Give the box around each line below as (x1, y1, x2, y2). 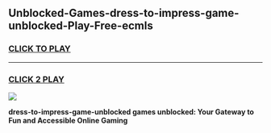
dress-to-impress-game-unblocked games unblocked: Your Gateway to (8, 106, 254, 116)
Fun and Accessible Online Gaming (8, 115, 128, 125)
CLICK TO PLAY (8, 44, 71, 55)
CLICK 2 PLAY (8, 73, 65, 85)
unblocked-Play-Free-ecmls (8, 19, 153, 33)
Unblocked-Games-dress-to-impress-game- (8, 6, 240, 20)
